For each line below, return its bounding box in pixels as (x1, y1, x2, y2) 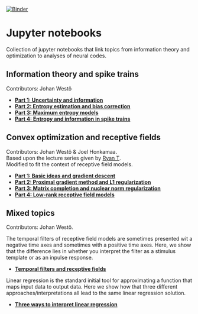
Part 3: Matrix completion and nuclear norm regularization (14, 184, 161, 192)
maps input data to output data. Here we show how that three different (6, 283, 178, 290)
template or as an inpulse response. (6, 254, 93, 261)
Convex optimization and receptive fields (6, 132, 161, 143)
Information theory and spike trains (6, 69, 139, 79)
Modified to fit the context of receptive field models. (6, 160, 133, 168)
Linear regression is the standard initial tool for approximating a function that (6, 277, 193, 284)
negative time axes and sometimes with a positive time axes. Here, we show (6, 241, 191, 248)
